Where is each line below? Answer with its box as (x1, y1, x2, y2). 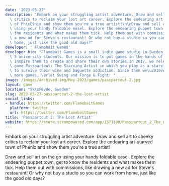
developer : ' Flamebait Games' (5, 45, 71, 50)
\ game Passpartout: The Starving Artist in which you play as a (10, 63, 150, 68)
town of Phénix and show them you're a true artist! (5, 144, 110, 150)
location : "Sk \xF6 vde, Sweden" (5, 86, 71, 92)
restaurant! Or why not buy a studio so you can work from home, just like (5, 169, 156, 176)
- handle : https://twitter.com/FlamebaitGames (5, 101, 105, 106)
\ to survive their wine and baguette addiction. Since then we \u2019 (10, 68, 161, 73)
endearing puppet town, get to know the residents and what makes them (5, 159, 156, 165)
